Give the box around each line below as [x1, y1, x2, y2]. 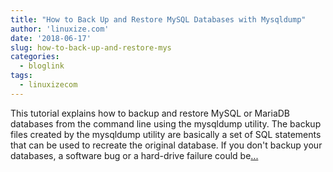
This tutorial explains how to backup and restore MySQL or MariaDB [10, 107, 291, 119]
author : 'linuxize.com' [10, 24, 110, 34]
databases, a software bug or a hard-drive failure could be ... [10, 149, 259, 161]
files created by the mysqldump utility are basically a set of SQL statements [10, 128, 322, 140]
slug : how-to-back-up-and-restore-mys [10, 42, 172, 53]
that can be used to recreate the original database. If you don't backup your [10, 139, 323, 151]
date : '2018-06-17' [10, 33, 92, 43]
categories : [10, 52, 60, 62]
